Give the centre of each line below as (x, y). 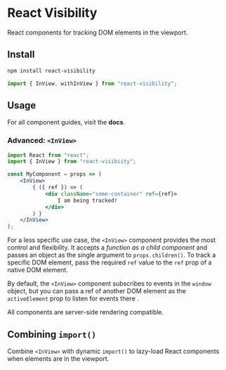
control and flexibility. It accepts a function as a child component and (107, 248)
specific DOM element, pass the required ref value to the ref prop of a (109, 262)
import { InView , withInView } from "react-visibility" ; (92, 83)
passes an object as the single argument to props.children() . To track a (112, 255)
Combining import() (52, 334)
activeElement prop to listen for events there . (73, 299)
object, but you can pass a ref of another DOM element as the (97, 291)
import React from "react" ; (48, 155)
